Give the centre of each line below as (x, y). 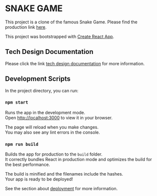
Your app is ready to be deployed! (39, 179)
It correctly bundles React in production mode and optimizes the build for (78, 160)
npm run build (22, 144)
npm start (17, 102)
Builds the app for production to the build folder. (54, 154)
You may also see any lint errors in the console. (52, 132)
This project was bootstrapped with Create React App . (60, 36)
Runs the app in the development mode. (45, 112)
